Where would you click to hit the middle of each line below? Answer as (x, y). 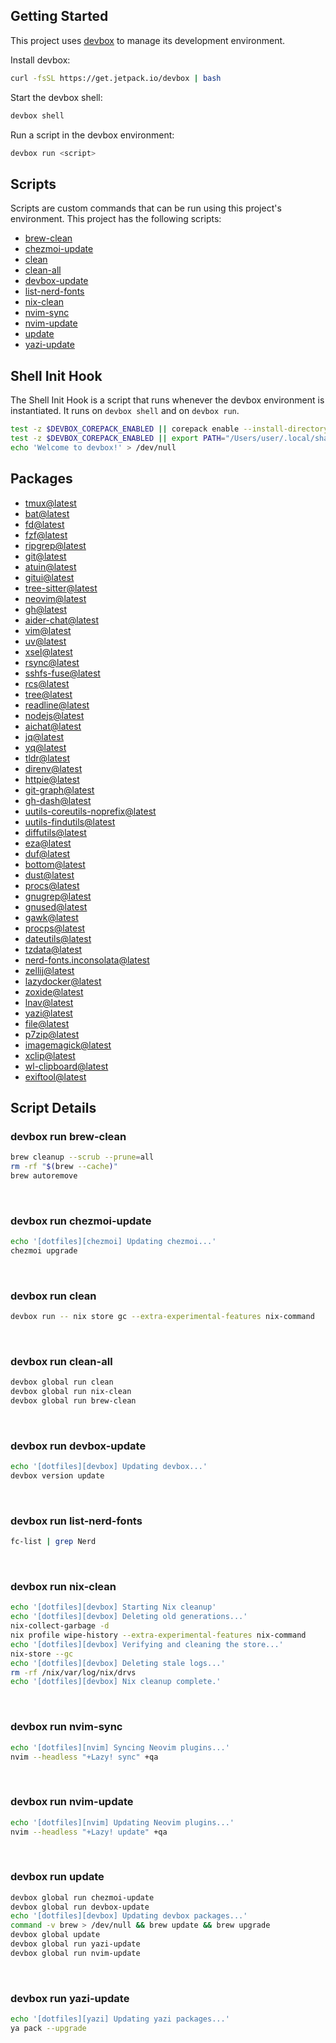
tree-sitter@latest (61, 588)
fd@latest (44, 524)
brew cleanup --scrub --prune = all (82, 1157)
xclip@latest (50, 1055)
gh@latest (46, 609)
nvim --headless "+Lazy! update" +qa (89, 1832)
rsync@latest (52, 662)
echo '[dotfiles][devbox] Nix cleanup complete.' (116, 1682)
